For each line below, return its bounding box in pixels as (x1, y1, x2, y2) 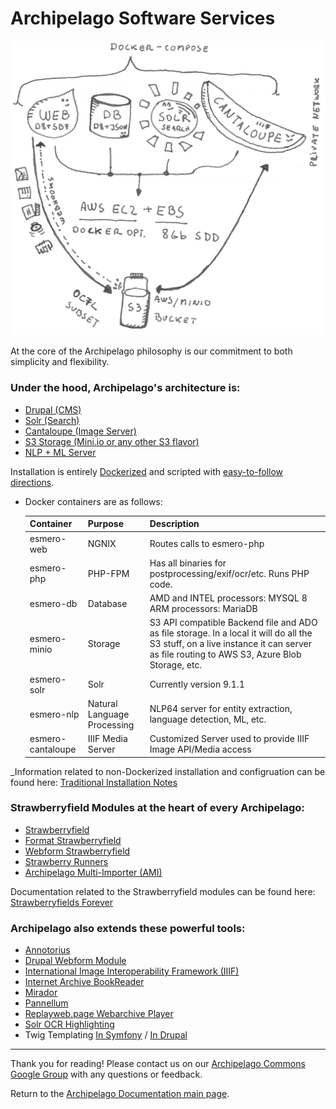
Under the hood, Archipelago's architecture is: (10, 381, 241, 395)
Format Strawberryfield (24, 834, 122, 846)
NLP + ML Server (24, 446, 97, 458)
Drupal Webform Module (24, 955, 127, 967)
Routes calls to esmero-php (149, 538, 265, 549)
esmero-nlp (29, 708, 80, 720)
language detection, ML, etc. (149, 713, 267, 726)
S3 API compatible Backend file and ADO (149, 617, 318, 629)
